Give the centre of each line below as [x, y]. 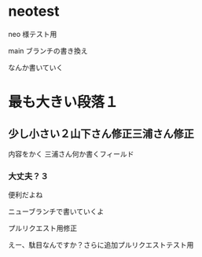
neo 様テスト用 [33, 34]
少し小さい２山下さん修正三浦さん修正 [101, 133]
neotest [34, 11]
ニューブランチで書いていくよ [56, 211]
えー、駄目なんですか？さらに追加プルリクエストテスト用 [101, 245]
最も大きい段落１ [64, 103]
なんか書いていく [36, 67]
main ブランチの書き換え [48, 50]
